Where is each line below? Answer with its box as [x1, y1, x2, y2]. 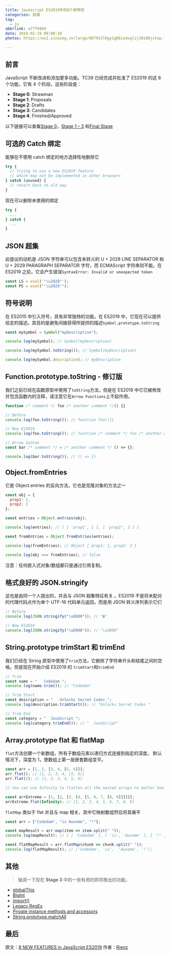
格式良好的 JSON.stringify [5, 578, 89, 587]
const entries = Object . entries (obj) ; [5, 516, 87, 521]
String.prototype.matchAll [12, 913, 67, 919]
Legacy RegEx [12, 903, 43, 909]
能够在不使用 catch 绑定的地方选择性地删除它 [5, 154, 100, 160]
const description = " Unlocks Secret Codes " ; [5, 697, 112, 702]
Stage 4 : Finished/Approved [12, 113, 72, 119]
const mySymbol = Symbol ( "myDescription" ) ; [5, 330, 99, 335]
